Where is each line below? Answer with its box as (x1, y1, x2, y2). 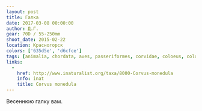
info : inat (17, 76, 44, 82)
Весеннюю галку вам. (6, 98, 63, 105)
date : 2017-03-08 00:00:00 (6, 20, 74, 26)
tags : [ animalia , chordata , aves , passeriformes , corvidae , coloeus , (6, 53, 185, 59)
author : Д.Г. (6, 25, 39, 32)
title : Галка (6, 14, 39, 20)
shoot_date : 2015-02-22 (6, 37, 66, 43)
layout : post (6, 8, 39, 15)
